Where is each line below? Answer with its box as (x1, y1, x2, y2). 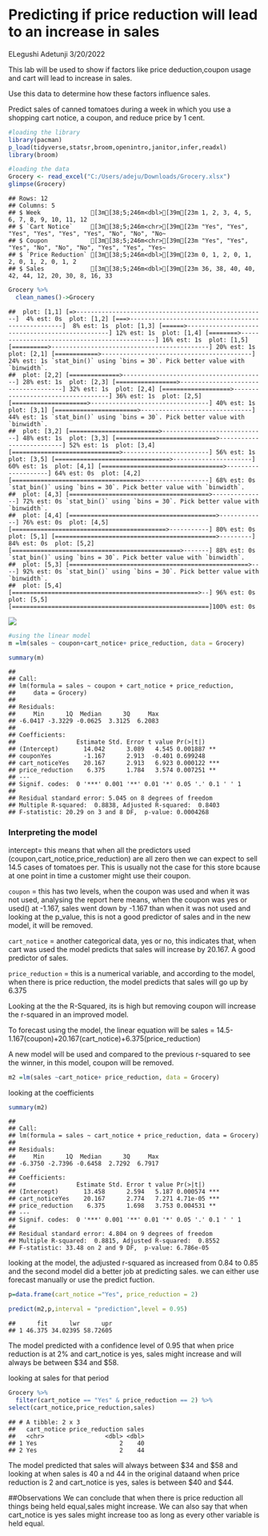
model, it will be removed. (8, 920, 94, 930)
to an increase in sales (8, 22, 160, 41)
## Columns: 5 (8, 202, 56, 210)
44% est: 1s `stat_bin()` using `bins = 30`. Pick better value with (8, 413, 246, 421)
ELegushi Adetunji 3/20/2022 (8, 49, 106, 59)
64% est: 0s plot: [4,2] (54, 469, 142, 477)
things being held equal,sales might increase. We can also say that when (8, 1502, 248, 1511)
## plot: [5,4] (8, 582, 62, 590)
